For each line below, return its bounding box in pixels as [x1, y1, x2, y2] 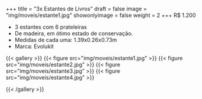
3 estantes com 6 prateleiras [14, 24, 87, 30]
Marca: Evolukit [14, 43, 54, 50]
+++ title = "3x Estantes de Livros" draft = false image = [6, 5, 148, 12]
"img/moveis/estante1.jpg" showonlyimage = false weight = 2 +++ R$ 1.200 [6, 12, 196, 19]
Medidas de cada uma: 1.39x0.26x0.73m [14, 36, 118, 43]
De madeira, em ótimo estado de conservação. [14, 30, 133, 37]
